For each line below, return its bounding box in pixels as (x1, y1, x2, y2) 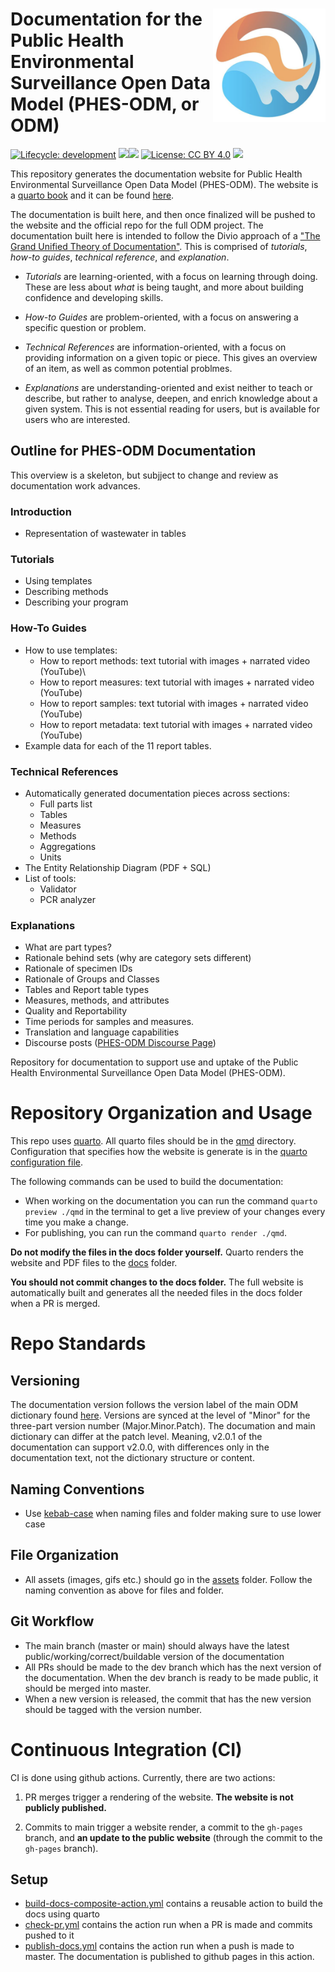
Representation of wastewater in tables (24, 528, 187, 540)
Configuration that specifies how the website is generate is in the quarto (10, 1146, 308, 1158)
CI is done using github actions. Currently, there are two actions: (10, 1771, 276, 1783)
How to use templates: (24, 644, 118, 656)
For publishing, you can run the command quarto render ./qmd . (24, 1227, 287, 1239)
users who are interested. (24, 413, 131, 425)
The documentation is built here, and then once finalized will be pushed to (10, 208, 316, 220)
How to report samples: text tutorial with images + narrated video (39, 697, 309, 709)
